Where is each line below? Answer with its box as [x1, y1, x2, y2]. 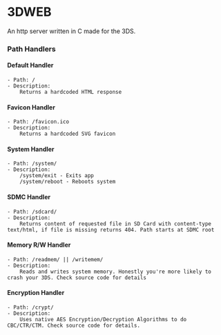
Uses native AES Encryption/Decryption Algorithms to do [19, 316, 187, 323]
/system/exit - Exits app [19, 172, 95, 179]
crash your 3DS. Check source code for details [7, 274, 147, 281]
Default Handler [7, 61, 54, 70]
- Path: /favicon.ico [7, 119, 70, 125]
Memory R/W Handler [7, 241, 71, 249]
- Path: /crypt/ [7, 304, 54, 311]
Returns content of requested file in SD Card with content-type [19, 220, 212, 227]
